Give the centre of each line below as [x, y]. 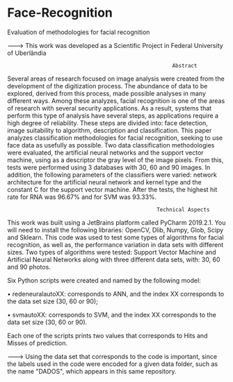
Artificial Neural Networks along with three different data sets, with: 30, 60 [114, 260]
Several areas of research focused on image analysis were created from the [116, 79]
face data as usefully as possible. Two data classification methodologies [111, 145]
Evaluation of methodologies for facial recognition [79, 32]
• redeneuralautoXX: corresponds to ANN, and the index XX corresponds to [116, 294]
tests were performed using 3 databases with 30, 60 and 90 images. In [109, 167]
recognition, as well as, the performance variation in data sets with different [115, 244]
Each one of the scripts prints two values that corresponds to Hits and [107, 335]
